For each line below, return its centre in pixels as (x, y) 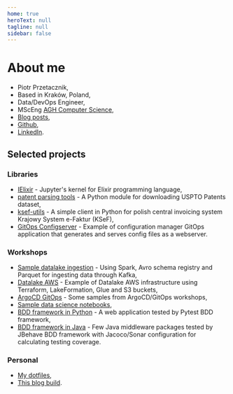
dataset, (29, 204)
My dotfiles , (35, 375)
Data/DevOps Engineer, (51, 102)
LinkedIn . (30, 132)
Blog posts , (34, 117)
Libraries (23, 174)
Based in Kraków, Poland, (54, 95)
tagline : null (28, 27)
